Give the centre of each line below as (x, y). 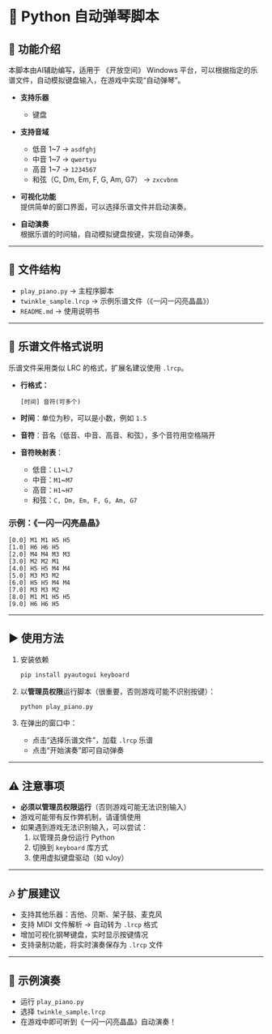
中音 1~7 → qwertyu (64, 159)
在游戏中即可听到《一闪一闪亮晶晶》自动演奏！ (98, 1021)
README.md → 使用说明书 (59, 311)
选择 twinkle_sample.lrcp (63, 1011)
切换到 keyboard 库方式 (70, 848)
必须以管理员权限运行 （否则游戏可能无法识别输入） (105, 807)
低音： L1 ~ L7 (53, 469)
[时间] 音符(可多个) (50, 402)
